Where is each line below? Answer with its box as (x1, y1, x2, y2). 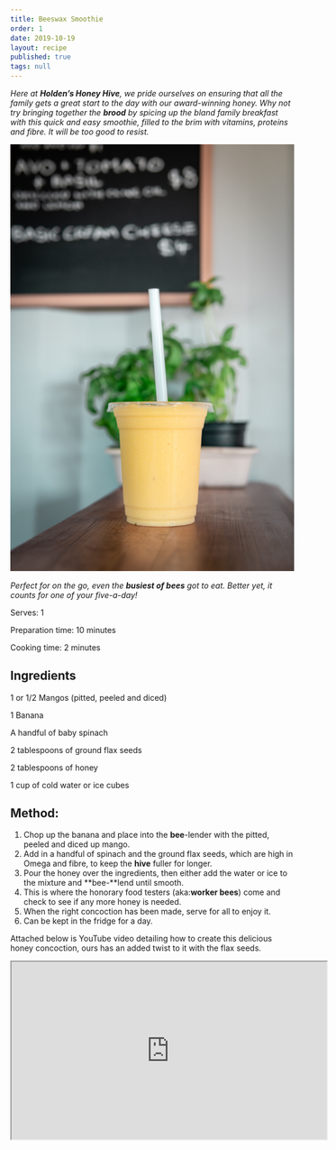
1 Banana (10, 709, 44, 721)
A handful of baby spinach (10, 727, 109, 738)
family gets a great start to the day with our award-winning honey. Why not (10, 97, 291, 108)
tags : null (10, 62, 51, 71)
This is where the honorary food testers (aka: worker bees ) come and (23, 887, 281, 897)
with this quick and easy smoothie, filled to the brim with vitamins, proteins (10, 117, 289, 127)
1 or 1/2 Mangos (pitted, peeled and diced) (10, 692, 168, 703)
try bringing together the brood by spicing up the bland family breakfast (10, 107, 278, 117)
